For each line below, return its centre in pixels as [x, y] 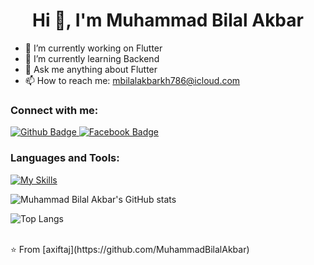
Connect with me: [54, 110]
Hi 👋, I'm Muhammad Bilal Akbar [168, 20]
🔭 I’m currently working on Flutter [93, 48]
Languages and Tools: [65, 158]
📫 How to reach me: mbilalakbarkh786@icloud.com [132, 80]
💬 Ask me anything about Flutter [91, 69]
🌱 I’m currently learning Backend [92, 58]
